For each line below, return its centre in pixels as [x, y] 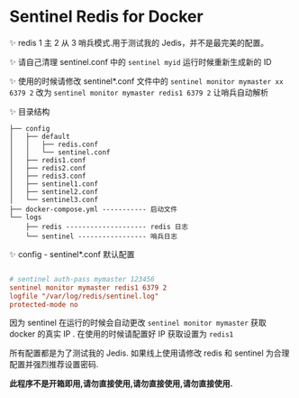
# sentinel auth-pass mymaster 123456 [82, 279]
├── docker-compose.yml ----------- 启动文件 [94, 209]
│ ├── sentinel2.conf [54, 191]
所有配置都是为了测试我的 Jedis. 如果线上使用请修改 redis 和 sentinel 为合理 [149, 353]
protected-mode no [44, 304]
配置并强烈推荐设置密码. [54, 365]
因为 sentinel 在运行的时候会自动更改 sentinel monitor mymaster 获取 [138, 323]
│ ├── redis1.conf [48, 160]
